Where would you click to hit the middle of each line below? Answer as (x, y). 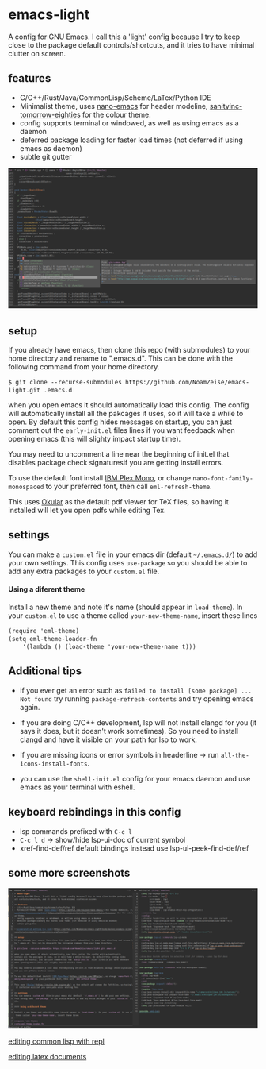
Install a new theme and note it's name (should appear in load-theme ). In (125, 607)
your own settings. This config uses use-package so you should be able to (128, 562)
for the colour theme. (117, 114)
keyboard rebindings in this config (95, 812)
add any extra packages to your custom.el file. (84, 571)
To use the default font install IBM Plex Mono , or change (100, 478)
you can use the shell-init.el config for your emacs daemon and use (135, 778)
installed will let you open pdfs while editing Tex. (87, 511)
